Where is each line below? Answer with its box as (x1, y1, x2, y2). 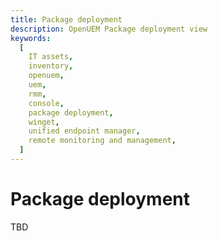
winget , (28, 117, 60, 127)
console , (28, 98, 65, 108)
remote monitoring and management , (28, 136, 177, 146)
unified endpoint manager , (28, 126, 141, 136)
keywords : (10, 33, 52, 43)
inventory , (28, 61, 74, 71)
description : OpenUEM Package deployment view (10, 24, 208, 34)
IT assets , (28, 52, 74, 62)
